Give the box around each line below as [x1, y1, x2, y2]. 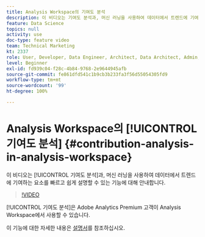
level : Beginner [6, 60, 48, 66]
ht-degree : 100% [6, 88, 48, 94]
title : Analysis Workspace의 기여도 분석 [6, 9, 106, 15]
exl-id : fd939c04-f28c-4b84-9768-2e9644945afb [6, 65, 127, 72]
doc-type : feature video [6, 37, 70, 43]
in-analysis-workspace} [6, 150, 132, 164]
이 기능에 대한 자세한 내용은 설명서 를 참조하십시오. [6, 224, 126, 232]
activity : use [6, 32, 43, 38]
